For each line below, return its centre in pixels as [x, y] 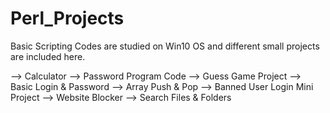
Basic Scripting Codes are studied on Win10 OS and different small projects [165, 46]
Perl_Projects [67, 18]
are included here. [48, 56]
